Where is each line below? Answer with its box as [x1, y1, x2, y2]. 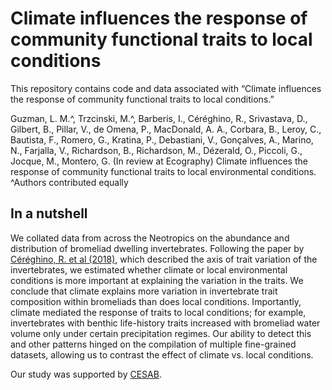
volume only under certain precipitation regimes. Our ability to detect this [10, 327, 312, 339]
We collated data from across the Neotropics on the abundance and [10, 232, 290, 244]
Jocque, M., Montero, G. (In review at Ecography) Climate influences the [10, 155, 308, 167]
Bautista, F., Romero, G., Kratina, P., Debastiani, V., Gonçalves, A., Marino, [10, 133, 314, 146]
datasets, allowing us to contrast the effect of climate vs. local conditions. [10, 348, 314, 361]
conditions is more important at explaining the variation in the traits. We [10, 274, 304, 286]
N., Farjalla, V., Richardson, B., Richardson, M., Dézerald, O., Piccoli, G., [10, 144, 303, 156]
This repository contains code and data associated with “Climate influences [10, 82, 322, 94]
